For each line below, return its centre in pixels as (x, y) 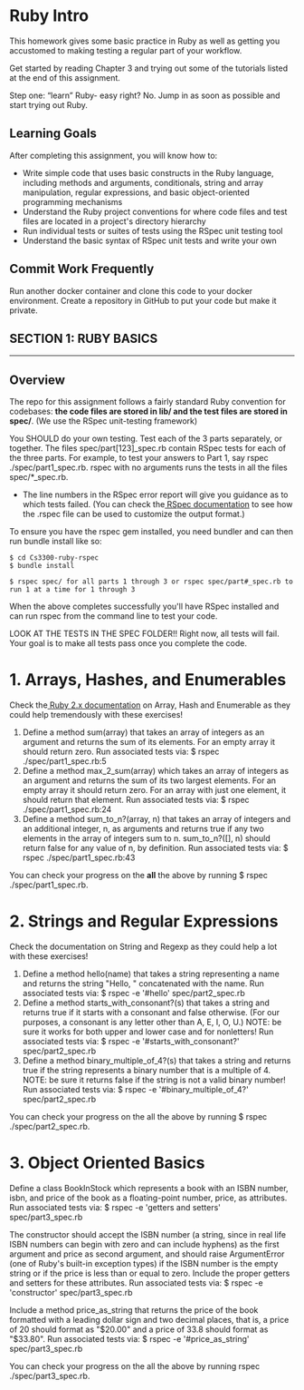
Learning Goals (53, 134)
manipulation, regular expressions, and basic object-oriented (136, 192)
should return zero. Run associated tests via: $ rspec (121, 752)
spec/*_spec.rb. (39, 477)
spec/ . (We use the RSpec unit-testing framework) (104, 421)
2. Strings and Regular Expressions (144, 921)
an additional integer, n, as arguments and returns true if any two (143, 829)
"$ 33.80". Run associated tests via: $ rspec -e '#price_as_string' (130, 1339)
